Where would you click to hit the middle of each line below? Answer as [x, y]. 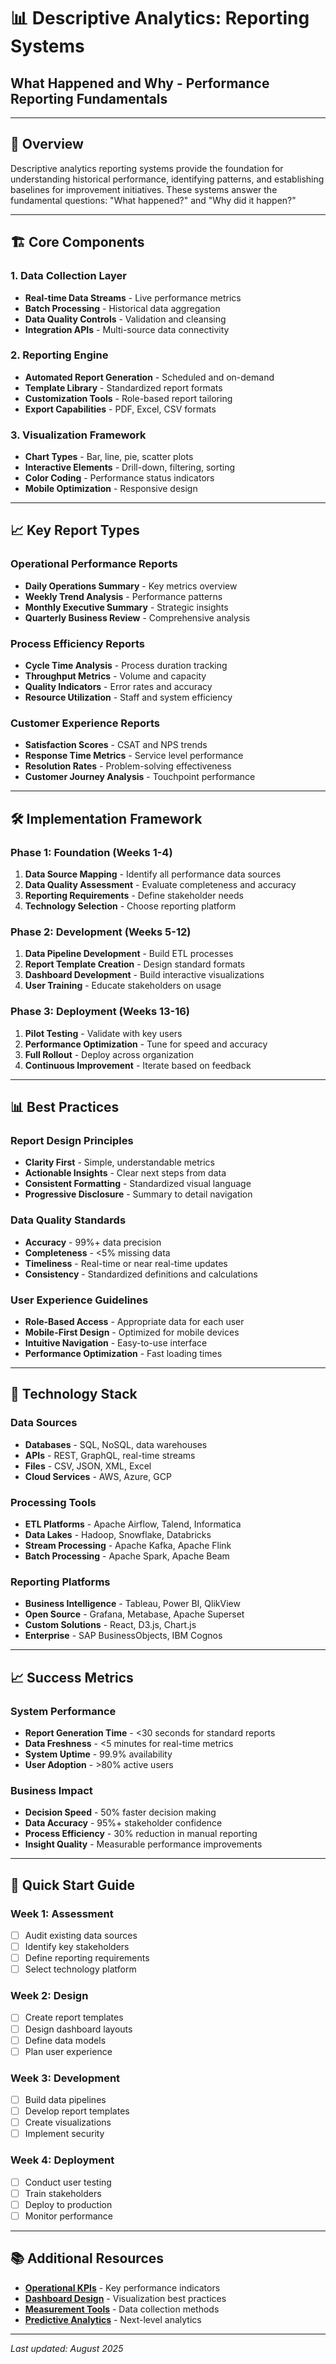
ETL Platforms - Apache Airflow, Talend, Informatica [133, 1524]
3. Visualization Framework [78, 435]
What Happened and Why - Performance [140, 83]
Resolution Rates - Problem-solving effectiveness [128, 766]
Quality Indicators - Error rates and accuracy [118, 687]
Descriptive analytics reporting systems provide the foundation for [147, 168]
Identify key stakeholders [77, 1946]
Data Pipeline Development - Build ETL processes [129, 954]
